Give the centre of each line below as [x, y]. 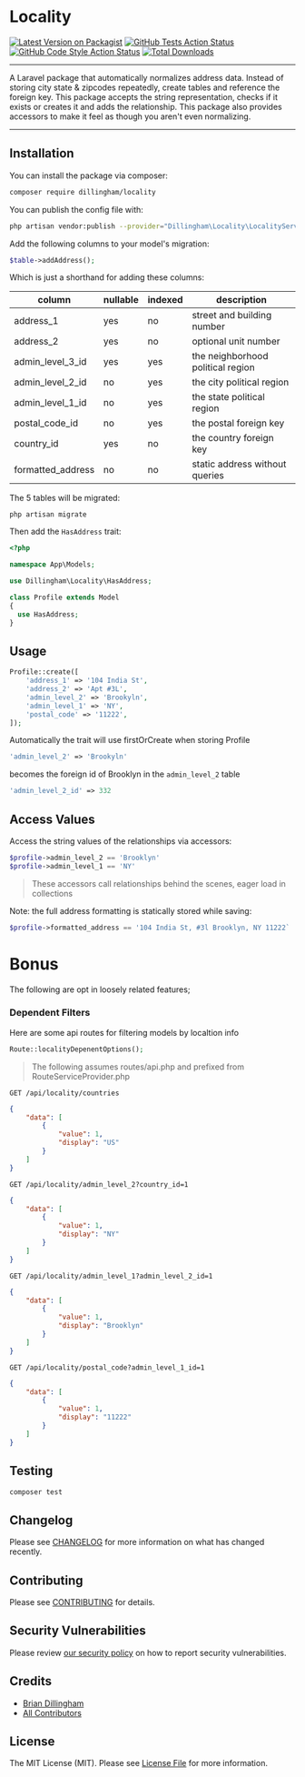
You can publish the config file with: [76, 209]
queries [208, 476]
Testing [31, 1471]
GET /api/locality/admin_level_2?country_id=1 [99, 1184]
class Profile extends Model [64, 597]
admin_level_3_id [50, 362]
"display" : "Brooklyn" [101, 1326]
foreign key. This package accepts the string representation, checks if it [144, 96]
